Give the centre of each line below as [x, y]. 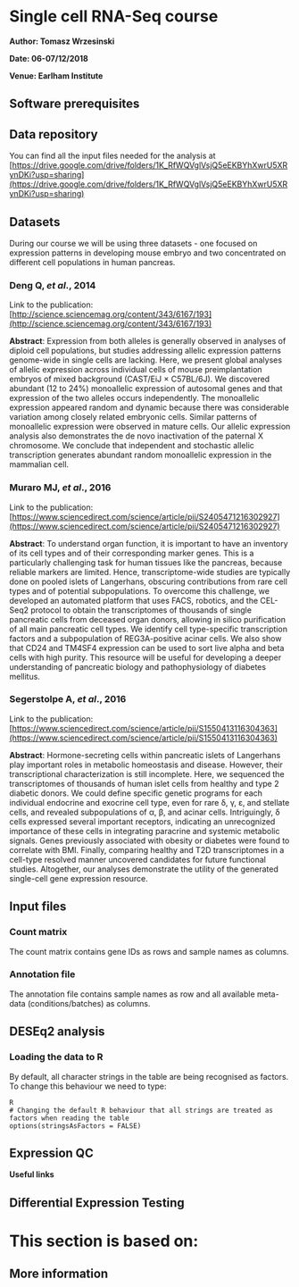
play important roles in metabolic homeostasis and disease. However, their [146, 765]
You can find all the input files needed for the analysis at [112, 156]
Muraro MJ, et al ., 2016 [60, 488]
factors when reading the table [69, 1118]
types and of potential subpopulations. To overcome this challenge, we [140, 590]
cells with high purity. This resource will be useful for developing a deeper [145, 657]
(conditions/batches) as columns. [89, 1003]
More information [59, 1274]
